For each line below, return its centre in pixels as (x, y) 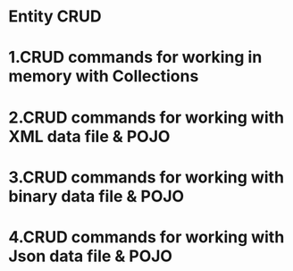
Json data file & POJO (91, 256)
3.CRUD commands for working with (146, 177)
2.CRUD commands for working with (146, 117)
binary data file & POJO (96, 196)
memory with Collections (104, 76)
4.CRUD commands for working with (146, 237)
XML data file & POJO (89, 136)
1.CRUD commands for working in (135, 58)
